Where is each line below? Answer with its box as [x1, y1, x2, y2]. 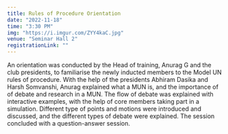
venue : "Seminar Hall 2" [7, 36, 78, 43]
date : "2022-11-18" [7, 16, 63, 23]
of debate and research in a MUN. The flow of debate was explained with [7, 90, 214, 98]
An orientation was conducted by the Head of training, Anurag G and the [7, 61, 212, 69]
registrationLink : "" [7, 42, 69, 49]
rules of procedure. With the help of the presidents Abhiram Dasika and [7, 76, 209, 83]
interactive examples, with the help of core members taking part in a [7, 98, 200, 105]
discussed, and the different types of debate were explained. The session [7, 112, 215, 120]
